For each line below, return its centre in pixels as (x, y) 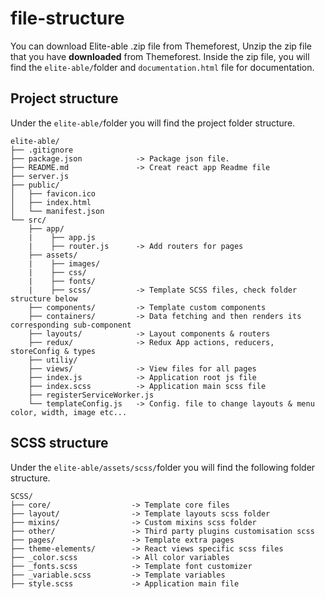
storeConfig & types (53, 351)
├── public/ (35, 185)
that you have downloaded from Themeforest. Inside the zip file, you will (160, 56)
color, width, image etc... (69, 412)
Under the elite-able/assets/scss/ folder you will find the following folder (163, 467)
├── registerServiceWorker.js (91, 395)
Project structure (64, 98)
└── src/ (28, 220)
